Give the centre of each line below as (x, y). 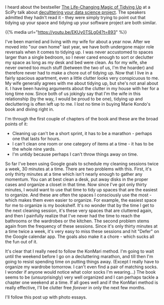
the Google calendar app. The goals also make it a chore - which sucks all (80, 236)
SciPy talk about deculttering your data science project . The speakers (75, 12)
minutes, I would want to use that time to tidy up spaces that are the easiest (81, 190)
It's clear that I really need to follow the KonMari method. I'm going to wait (80, 251)
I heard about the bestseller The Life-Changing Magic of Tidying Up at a (78, 7)
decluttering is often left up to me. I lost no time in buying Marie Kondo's (78, 104)
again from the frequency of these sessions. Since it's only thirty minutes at (81, 226)
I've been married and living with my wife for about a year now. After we (78, 42)
